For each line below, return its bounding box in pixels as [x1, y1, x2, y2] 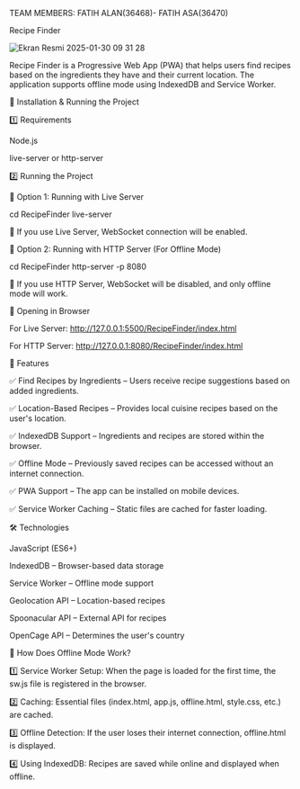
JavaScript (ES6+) [9, 543, 77, 553]
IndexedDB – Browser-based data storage [9, 560, 164, 570]
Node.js [9, 135, 39, 146]
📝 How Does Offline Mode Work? [9, 648, 132, 658]
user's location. [9, 413, 67, 424]
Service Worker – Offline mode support [9, 578, 154, 588]
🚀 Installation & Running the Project [9, 96, 139, 107]
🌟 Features [9, 358, 49, 368]
